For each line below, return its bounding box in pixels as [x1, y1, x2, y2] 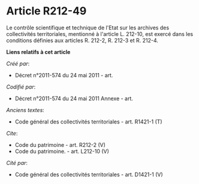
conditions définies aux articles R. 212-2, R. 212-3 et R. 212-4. [6, 37, 159, 44]
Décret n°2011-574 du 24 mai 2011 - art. [14, 71, 113, 79]
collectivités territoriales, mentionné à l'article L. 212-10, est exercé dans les [6, 30, 194, 37]
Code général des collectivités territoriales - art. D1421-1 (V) [14, 171, 163, 178]
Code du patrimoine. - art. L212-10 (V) [14, 147, 110, 155]
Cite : [6, 129, 18, 137]
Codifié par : [6, 83, 36, 91]
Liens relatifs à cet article [6, 48, 71, 55]
